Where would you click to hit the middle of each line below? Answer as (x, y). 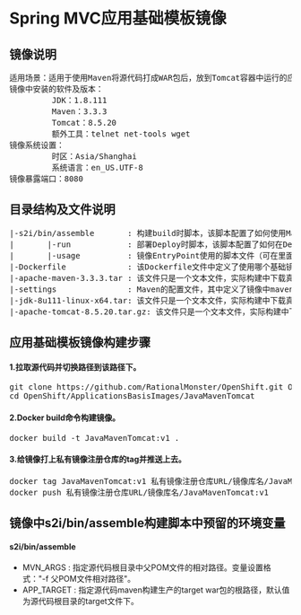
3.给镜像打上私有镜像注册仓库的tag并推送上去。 (98, 460)
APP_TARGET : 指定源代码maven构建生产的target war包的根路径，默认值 (156, 590)
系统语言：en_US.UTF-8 (97, 167)
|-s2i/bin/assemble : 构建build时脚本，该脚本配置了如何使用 (148, 233)
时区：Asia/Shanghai (94, 157)
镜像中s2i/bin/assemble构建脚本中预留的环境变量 (147, 523)
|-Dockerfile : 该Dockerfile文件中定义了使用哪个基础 (148, 267)
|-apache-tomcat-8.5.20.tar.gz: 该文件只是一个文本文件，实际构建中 (149, 312)
